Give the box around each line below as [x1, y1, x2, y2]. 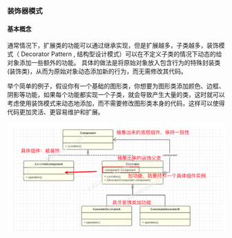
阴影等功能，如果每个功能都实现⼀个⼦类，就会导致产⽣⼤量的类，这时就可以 [7, 91, 225, 99]
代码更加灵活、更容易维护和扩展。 [7, 108, 104, 116]
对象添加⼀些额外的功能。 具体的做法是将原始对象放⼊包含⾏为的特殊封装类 [7, 59, 221, 67]
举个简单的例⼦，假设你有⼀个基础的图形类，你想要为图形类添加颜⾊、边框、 [7, 82, 225, 91]
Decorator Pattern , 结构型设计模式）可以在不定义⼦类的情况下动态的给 [20, 50, 222, 58]
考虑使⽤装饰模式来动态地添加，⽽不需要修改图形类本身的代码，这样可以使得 [7, 99, 225, 108]
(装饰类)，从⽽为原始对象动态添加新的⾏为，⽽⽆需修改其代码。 [7, 67, 188, 75]
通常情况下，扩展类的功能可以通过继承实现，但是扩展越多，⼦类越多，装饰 [7, 42, 219, 50]
